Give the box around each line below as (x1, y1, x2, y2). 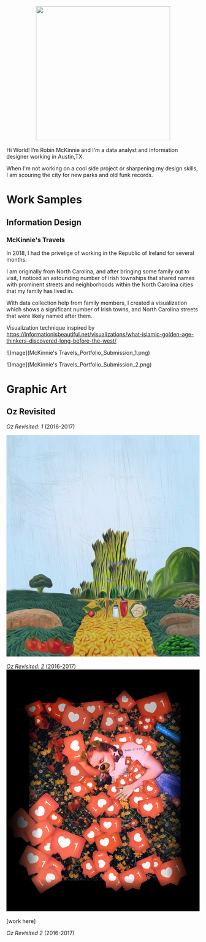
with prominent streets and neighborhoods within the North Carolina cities (6, 281, 194, 288)
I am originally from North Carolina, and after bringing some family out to (6, 267, 190, 275)
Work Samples (6, 193, 83, 207)
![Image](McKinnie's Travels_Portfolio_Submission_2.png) (6, 360, 152, 368)
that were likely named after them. (6, 312, 93, 319)
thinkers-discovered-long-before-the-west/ (6, 337, 117, 344)
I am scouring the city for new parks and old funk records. (6, 172, 153, 178)
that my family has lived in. (6, 287, 74, 294)
